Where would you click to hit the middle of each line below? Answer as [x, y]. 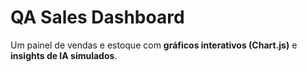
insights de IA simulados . [64, 55]
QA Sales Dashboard [97, 17]
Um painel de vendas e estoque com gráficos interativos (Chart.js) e [154, 45]
